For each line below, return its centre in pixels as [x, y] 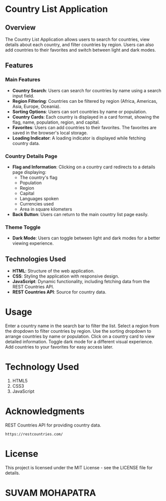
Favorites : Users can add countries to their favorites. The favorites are [84, 127]
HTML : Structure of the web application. [54, 271]
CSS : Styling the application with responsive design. [66, 276]
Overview [21, 28]
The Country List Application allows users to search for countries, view [78, 39]
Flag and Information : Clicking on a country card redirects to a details [84, 167]
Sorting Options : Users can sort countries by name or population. [80, 111]
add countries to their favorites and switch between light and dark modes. [81, 50]
